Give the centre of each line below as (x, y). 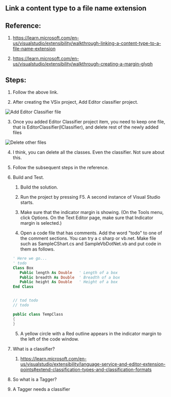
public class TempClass (38, 314)
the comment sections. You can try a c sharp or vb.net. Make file (88, 238)
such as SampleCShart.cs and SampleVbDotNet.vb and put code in (91, 244)
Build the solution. (39, 187)
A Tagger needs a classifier (41, 389)
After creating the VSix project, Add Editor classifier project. (75, 102)
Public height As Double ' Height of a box (69, 282)
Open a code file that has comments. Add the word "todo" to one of (91, 233)
